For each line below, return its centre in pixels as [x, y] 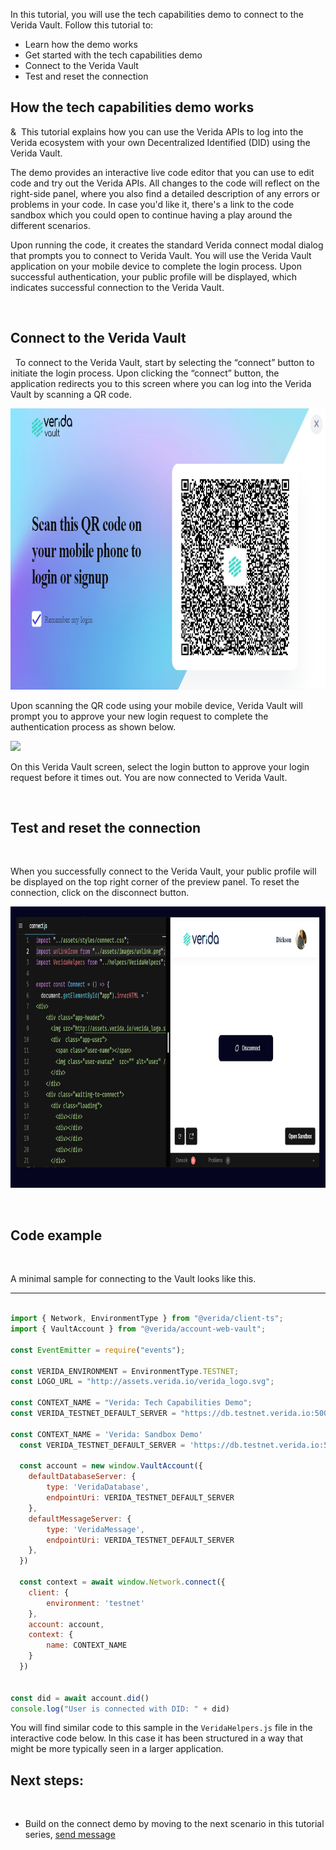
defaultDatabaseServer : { [82, 1477]
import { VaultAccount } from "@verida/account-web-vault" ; [138, 1329]
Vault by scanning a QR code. [71, 394]
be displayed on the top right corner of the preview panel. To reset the [155, 882]
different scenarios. [50, 225]
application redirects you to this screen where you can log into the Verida [161, 383]
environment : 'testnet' [95, 1603]
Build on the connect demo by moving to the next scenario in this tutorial [174, 1824]
